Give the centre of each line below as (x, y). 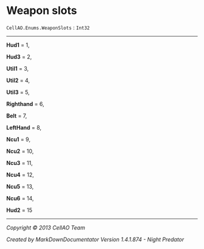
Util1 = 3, (18, 68)
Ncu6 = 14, (20, 198)
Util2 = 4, (18, 80)
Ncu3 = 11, (20, 163)
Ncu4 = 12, (20, 175)
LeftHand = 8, (24, 127)
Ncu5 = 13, (20, 186)
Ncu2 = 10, (20, 151)
